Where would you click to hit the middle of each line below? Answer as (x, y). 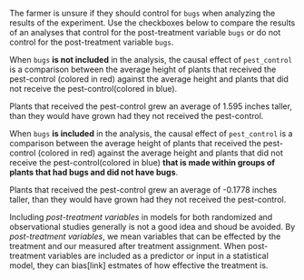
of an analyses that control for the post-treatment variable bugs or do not (145, 32)
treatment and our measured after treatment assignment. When (128, 246)
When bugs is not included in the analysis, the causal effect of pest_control (151, 60)
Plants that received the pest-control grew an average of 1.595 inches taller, (151, 106)
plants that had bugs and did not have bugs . (94, 172)
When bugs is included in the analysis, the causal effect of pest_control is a (151, 134)
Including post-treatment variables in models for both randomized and (141, 217)
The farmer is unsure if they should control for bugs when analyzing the (142, 13)
